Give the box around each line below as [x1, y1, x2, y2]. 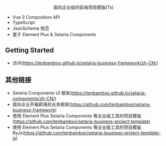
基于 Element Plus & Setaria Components [12, 32, 96, 37]
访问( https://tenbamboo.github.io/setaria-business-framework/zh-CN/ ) [12, 60, 159, 66]
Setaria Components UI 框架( [12, 90, 72, 96]
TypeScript [12, 19, 35, 25]
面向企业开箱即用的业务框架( [12, 101, 71, 107]
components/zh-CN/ [12, 96, 55, 101]
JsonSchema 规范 [12, 25, 50, 31]
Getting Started [5, 46, 54, 54]
